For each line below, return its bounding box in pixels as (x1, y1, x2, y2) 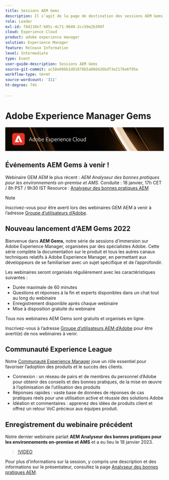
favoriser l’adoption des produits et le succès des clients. (5, 364, 123, 370)
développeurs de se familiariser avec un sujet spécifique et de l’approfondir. (5, 259, 162, 265)
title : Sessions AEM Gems (5, 8, 59, 13)
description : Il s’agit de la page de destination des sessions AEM (5, 13, 152, 19)
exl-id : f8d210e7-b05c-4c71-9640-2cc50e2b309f (5, 24, 105, 29)
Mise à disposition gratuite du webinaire (12, 306, 96, 312)
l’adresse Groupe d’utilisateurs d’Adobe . (5, 210, 88, 216)
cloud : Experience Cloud (5, 29, 57, 35)
